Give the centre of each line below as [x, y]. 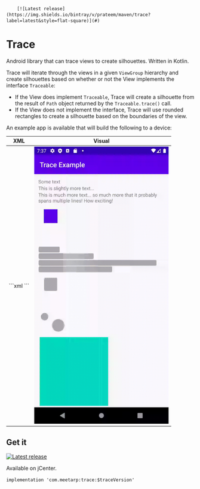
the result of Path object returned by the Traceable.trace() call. [93, 103]
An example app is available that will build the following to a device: [89, 128]
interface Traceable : [31, 85]
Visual [101, 141]
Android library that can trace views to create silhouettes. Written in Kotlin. [98, 61]
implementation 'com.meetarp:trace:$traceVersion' [70, 480]
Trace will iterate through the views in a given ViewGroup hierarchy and [93, 73]
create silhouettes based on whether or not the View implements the [90, 79]
